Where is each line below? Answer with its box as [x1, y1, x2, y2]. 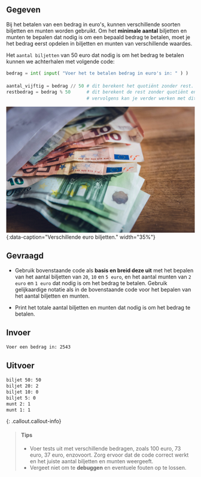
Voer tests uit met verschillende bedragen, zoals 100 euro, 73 [29, 445, 181, 452]
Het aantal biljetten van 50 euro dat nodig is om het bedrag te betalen [6, 51, 184, 59]
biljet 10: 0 [6, 389, 39, 395]
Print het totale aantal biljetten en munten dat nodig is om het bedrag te [14, 304, 191, 311]
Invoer [6, 328, 31, 338]
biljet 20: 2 [6, 383, 39, 389]
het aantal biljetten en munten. [14, 292, 90, 299]
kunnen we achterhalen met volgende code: [6, 58, 115, 65]
